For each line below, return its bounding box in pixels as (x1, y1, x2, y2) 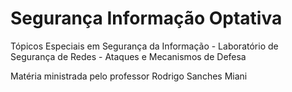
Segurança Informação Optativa (10, 7, 283, 30)
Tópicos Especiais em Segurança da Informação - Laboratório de (10, 40, 279, 52)
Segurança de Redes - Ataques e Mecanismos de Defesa (10, 50, 247, 62)
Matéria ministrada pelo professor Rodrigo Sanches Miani (10, 70, 248, 82)
